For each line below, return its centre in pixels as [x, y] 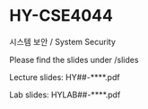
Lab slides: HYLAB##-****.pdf [65, 95]
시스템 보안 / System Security [63, 41]
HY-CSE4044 [61, 16]
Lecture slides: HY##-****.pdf [65, 77]
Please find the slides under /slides [74, 59]
